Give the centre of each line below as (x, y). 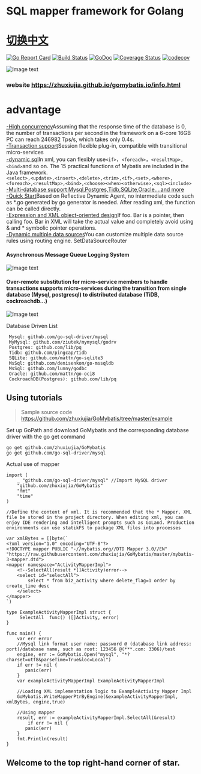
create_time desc (28, 586)
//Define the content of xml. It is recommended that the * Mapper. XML (99, 512)
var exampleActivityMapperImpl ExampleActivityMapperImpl (91, 681)
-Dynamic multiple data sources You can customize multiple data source (95, 234)
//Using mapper (36, 713)
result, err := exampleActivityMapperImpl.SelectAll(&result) (96, 718)
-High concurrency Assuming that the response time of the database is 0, (96, 126)
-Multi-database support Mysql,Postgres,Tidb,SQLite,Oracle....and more (95, 189)
